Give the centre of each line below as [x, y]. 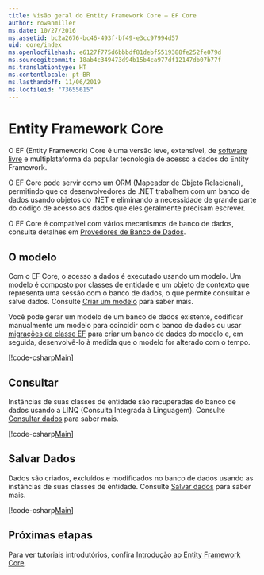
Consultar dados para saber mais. [63, 419]
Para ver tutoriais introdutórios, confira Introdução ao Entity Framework [124, 554]
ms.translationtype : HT [48, 68]
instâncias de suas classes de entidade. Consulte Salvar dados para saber [130, 486]
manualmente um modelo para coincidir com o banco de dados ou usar [125, 326]
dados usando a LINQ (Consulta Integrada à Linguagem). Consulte [117, 410]
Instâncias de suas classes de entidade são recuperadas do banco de [122, 401]
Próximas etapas [50, 536]
